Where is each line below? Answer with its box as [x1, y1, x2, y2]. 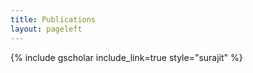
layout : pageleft [10, 24, 83, 34]
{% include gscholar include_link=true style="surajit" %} [10, 51, 243, 63]
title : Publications [10, 14, 97, 25]
